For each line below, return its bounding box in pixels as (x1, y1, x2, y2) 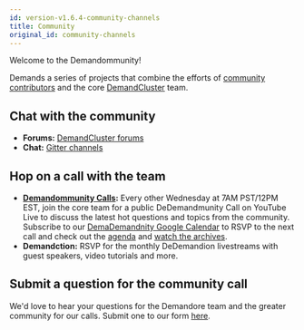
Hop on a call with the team (9, 169, 166, 184)
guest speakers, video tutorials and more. (22, 250, 179, 261)
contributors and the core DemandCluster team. (9, 82, 189, 93)
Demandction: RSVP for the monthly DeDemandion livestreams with (22, 241, 279, 251)
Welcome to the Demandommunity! (9, 55, 142, 66)
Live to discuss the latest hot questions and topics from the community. (22, 212, 290, 222)
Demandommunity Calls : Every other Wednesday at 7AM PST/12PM (22, 192, 279, 203)
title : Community (9, 22, 75, 31)
